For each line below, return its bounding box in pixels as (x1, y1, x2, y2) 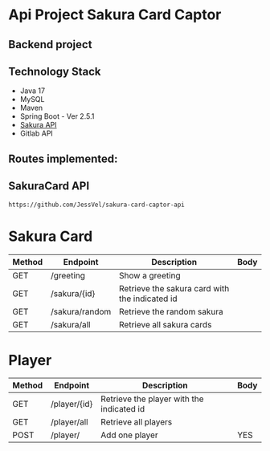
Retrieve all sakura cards (119, 319, 212, 330)
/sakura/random (51, 306, 112, 317)
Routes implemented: (8, 152, 118, 165)
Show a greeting (119, 270, 181, 281)
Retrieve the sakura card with (119, 282, 230, 294)
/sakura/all (51, 319, 91, 330)
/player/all (51, 416, 88, 428)
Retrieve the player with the (100, 393, 204, 404)
